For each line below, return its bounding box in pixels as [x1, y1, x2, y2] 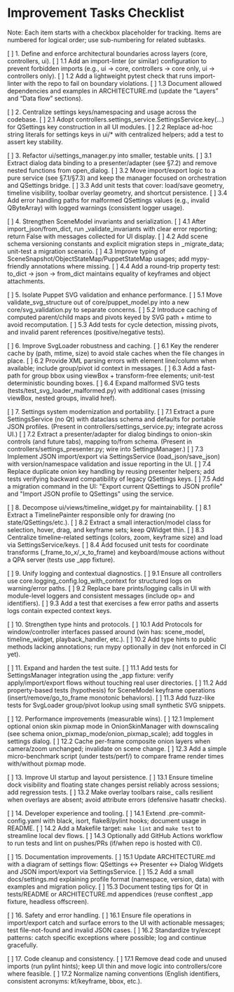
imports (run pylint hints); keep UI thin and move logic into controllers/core [7, 962, 223, 970]
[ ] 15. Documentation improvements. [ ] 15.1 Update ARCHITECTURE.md [7, 852, 216, 861]
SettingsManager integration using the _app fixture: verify [7, 671, 174, 679]
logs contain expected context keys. [7, 606, 112, 614]
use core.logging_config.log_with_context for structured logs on [7, 576, 191, 585]
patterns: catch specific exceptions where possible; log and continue [7, 933, 207, 941]
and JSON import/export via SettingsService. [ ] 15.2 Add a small [7, 867, 194, 876]
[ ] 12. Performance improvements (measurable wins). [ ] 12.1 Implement [7, 714, 214, 723]
